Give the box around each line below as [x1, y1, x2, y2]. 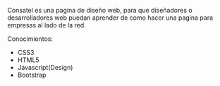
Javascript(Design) [17, 63, 73, 71]
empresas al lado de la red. [7, 21, 86, 29]
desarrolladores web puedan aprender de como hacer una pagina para [7, 13, 214, 22]
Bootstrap [17, 70, 47, 79]
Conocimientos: [7, 35, 54, 43]
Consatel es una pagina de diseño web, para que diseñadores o [7, 6, 192, 14]
